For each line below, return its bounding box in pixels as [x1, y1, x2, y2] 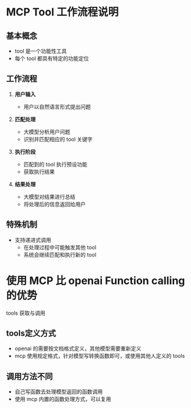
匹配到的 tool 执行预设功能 [23, 161, 88, 168]
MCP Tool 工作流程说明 [6, 5, 119, 19]
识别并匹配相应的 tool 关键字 [23, 135, 93, 142]
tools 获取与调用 [6, 309, 45, 316]
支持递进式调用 [14, 236, 51, 243]
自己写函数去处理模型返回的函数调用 [14, 388, 103, 396]
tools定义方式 [6, 328, 56, 338]
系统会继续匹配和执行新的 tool [23, 251, 97, 258]
